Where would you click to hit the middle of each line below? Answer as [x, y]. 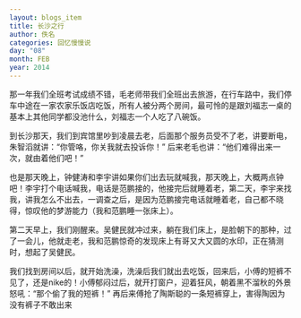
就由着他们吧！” [54, 158]
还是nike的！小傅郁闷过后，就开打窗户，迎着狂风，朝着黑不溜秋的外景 [162, 282]
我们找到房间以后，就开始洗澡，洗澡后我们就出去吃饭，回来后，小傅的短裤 [146, 271]
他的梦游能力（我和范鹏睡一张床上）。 [109, 211]
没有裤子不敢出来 [41, 305]
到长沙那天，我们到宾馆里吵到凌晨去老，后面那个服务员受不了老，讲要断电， [150, 135]
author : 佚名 [32, 34]
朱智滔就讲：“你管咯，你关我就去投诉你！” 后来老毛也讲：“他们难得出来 [141, 146]
